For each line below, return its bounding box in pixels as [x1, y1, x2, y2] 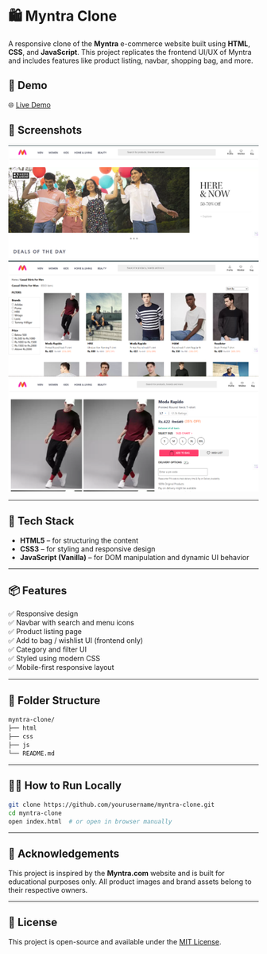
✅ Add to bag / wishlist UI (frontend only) [8, 636, 144, 645]
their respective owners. [8, 885, 88, 894]
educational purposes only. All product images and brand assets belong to [8, 877, 252, 886]
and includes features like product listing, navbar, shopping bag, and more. [8, 56, 253, 65]
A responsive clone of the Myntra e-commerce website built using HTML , [8, 38, 250, 49]
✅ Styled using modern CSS [8, 654, 101, 664]
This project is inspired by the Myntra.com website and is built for [8, 868, 225, 878]
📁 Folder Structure [8, 694, 101, 707]
